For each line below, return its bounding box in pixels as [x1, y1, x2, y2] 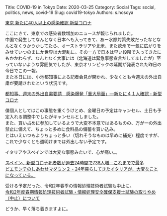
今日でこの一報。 [5, 68, 40, 74]
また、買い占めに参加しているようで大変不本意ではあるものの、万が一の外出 [5, 120, 162, 126]
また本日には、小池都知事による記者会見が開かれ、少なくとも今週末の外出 [5, 74, 158, 80]
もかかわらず [5, 55, 31, 61]
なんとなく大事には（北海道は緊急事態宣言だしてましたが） [35, 55, 157, 61]
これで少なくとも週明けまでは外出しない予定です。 [5, 139, 109, 144]
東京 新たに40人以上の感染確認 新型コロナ [5, 20, 92, 25]
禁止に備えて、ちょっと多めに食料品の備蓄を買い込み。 [5, 126, 118, 132]
